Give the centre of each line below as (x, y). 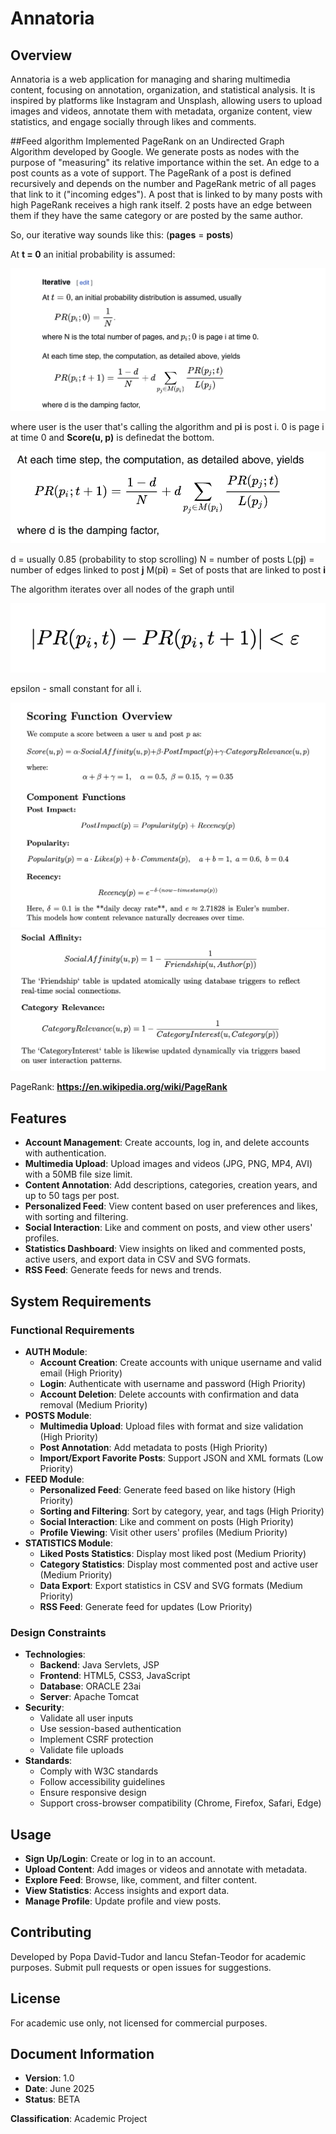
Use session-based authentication (110, 1729)
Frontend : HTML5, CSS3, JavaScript (115, 1676)
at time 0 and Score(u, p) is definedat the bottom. (112, 438)
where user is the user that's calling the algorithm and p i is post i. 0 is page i (167, 427)
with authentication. (65, 1153)
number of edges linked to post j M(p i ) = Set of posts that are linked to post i (168, 570)
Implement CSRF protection (96, 1739)
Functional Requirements (72, 1330)
